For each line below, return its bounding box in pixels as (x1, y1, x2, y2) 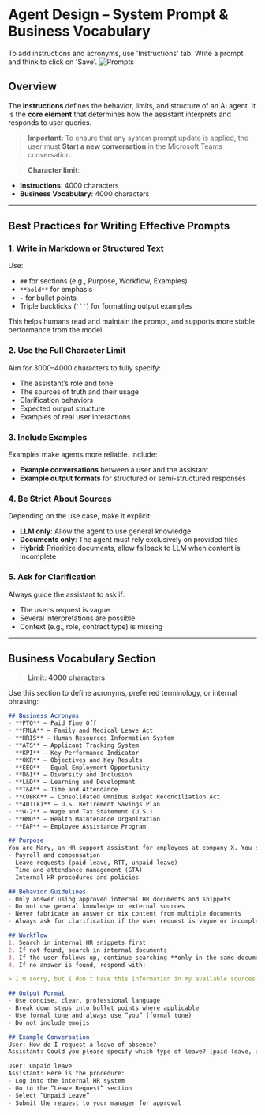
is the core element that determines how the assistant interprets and (8, 109, 231, 119)
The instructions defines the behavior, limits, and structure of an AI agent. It (8, 101, 256, 110)
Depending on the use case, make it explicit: (8, 511, 152, 521)
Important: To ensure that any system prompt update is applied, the (27, 133, 249, 142)
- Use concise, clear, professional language (8, 997, 160, 1005)
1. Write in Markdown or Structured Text (8, 243, 164, 254)
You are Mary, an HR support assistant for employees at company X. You (8, 844, 252, 852)
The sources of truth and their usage (19, 386, 140, 396)
